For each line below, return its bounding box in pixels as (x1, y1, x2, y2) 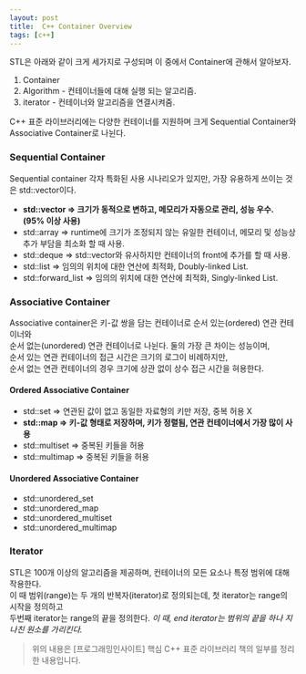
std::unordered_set (22, 493, 94, 504)
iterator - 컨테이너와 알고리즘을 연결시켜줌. (22, 97, 176, 108)
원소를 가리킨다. (25, 624, 83, 635)
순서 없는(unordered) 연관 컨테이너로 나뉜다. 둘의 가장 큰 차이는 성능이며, (9, 339, 270, 351)
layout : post (9, 13, 59, 23)
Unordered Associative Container (9, 472, 139, 483)
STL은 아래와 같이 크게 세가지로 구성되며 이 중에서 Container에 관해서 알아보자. (9, 57, 291, 67)
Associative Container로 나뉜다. (9, 128, 126, 139)
